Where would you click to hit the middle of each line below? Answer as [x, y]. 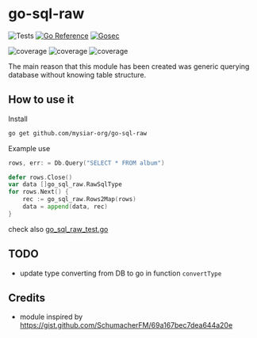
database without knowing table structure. [77, 74]
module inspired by [51, 317]
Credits [27, 298]
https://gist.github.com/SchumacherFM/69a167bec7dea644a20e [126, 325]
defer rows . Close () [40, 177]
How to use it [41, 100]
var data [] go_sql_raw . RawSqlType [65, 184]
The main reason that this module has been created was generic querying [129, 66]
